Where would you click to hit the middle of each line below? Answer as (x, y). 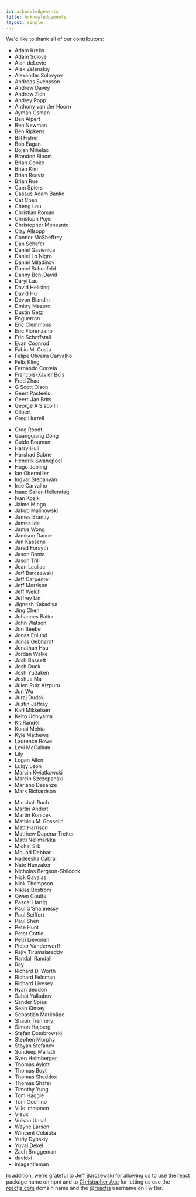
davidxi (23, 1158)
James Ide (27, 523)
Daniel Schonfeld (35, 269)
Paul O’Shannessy (37, 909)
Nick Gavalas (30, 877)
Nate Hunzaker (33, 865)
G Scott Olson (31, 387)
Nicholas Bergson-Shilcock (47, 871)
